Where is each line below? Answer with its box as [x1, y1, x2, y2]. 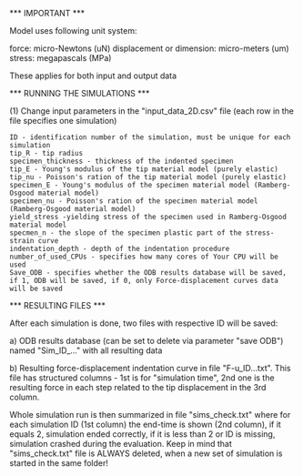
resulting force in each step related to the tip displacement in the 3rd [9, 382, 267, 392]
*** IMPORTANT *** [9, 8, 86, 18]
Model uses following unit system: [9, 25, 137, 35]
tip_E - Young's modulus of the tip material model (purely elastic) [9, 165, 279, 174]
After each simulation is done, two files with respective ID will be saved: [9, 318, 278, 329]
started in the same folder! [9, 458, 109, 468]
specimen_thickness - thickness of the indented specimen [9, 157, 234, 166]
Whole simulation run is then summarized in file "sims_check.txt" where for [9, 410, 291, 420]
